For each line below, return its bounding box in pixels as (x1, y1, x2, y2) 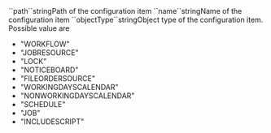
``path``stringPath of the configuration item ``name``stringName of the (8, 6, 243, 15)
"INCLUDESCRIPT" (20, 117, 85, 127)
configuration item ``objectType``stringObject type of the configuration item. (8, 15, 264, 24)
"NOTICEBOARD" (20, 65, 79, 75)
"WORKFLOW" (20, 39, 71, 49)
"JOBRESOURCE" (20, 48, 79, 58)
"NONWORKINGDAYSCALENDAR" (20, 91, 135, 101)
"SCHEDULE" (20, 100, 66, 109)
